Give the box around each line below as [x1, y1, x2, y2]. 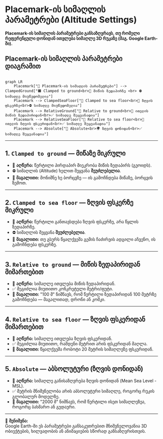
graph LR [5, 79, 23, 84]
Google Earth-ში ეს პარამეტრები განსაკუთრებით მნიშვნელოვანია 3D [5, 423, 147, 429]
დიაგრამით [5, 62, 41, 70]
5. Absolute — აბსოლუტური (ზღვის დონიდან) [5, 365, 144, 373]
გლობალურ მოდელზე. [12, 393, 60, 399]
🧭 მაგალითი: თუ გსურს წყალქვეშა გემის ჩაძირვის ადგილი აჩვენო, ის [12, 236, 156, 242]
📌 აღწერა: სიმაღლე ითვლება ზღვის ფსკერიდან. [12, 336, 113, 341]
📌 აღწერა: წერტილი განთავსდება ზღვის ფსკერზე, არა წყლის [12, 219, 139, 225]
